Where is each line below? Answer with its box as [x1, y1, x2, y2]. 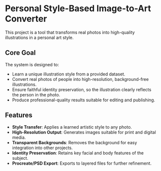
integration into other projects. [12, 145, 73, 151]
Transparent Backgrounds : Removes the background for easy [12, 139, 137, 145]
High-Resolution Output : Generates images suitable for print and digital [12, 129, 156, 135]
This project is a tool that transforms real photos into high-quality [5, 29, 135, 35]
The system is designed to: [5, 61, 59, 67]
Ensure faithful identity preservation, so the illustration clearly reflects [12, 86, 152, 93]
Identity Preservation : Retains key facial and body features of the [12, 150, 144, 156]
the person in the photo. [12, 92, 61, 97]
